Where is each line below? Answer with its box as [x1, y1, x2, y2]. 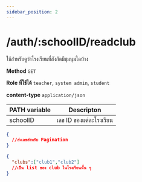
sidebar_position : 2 [6, 8, 59, 15]
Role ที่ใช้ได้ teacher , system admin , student [6, 79, 110, 86]
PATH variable [9, 106, 51, 114]
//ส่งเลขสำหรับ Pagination [11, 137, 68, 143]
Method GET [6, 67, 36, 75]
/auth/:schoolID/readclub [6, 35, 136, 49]
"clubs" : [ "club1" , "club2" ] [11, 159, 80, 166]
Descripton [68, 106, 102, 114]
